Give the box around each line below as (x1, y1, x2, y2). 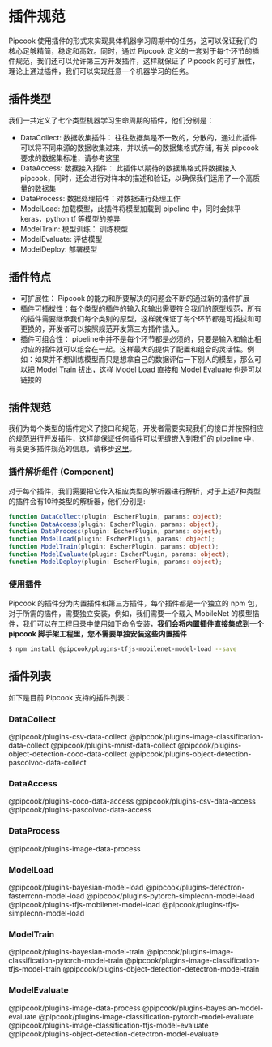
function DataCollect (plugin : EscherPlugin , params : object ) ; (8, 512, 223, 520)
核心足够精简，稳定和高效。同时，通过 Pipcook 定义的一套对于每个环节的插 (8, 45, 260, 55)
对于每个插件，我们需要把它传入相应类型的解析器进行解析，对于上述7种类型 (8, 486, 261, 496)
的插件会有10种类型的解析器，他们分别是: (8, 496, 146, 506)
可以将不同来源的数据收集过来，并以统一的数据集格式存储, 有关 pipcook (19, 143, 259, 153)
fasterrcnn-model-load (8, 890, 85, 901)
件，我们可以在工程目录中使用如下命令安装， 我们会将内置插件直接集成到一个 (8, 618, 264, 629)
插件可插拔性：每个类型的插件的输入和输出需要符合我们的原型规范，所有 (19, 304, 261, 313)
